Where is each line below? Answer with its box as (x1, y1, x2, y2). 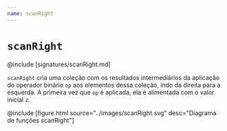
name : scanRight (7, 10, 54, 17)
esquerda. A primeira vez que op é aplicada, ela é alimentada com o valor (7, 88, 215, 97)
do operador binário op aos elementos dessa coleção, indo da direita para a (7, 81, 221, 89)
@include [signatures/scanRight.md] (7, 60, 111, 68)
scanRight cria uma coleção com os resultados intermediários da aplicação (7, 73, 220, 81)
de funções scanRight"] (7, 116, 74, 124)
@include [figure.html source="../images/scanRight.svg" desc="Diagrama (7, 108, 217, 117)
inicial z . (7, 95, 30, 103)
